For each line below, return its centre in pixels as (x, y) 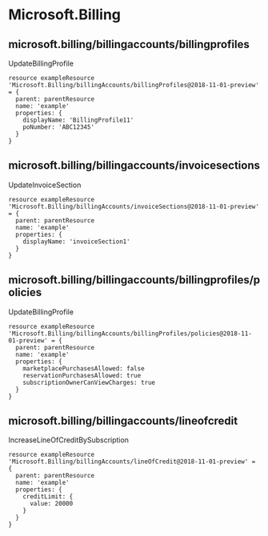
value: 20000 (51, 504)
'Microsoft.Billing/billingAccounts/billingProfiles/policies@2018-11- (130, 334)
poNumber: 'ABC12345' (58, 127)
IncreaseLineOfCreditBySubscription (69, 440)
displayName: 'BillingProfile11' (78, 120)
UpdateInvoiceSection (45, 185)
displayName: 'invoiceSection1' (76, 242)
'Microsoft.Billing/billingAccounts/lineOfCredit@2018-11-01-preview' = (132, 462)
